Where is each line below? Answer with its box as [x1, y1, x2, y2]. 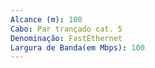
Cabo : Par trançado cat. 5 [10, 24, 123, 34]
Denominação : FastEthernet [10, 33, 123, 43]
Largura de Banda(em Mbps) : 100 [10, 42, 145, 53]
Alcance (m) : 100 [10, 14, 83, 25]
